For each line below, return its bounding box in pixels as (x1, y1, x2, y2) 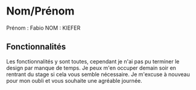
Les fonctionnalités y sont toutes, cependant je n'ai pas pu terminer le (6, 57, 180, 65)
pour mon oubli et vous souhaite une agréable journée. (6, 77, 143, 84)
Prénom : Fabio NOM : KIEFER (6, 24, 81, 31)
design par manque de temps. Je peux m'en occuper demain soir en (6, 64, 177, 71)
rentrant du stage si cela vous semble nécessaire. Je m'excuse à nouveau (6, 71, 190, 78)
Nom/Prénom (6, 4, 75, 18)
